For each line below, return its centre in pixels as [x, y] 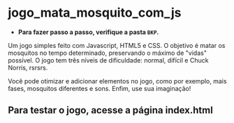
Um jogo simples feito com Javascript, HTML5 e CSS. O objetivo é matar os [117, 45]
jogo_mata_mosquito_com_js [95, 13]
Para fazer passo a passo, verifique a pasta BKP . [88, 32]
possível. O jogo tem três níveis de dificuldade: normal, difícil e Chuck [108, 60]
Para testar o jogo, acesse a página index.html [111, 110]
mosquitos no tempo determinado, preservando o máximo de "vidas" [107, 53]
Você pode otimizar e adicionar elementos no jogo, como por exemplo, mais [117, 81]
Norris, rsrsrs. [28, 67]
